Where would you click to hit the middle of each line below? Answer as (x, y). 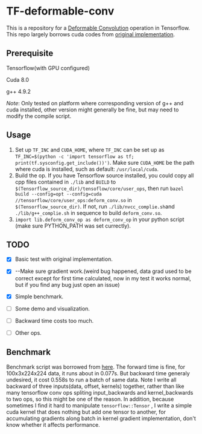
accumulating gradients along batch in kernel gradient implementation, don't (101, 418)
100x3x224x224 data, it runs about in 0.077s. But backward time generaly (98, 373)
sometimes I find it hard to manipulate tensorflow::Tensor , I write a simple (99, 405)
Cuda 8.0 (17, 79)
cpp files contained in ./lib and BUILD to (65, 182)
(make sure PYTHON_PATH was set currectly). (73, 226)
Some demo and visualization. (52, 308)
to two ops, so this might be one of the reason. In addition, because (90, 399)
